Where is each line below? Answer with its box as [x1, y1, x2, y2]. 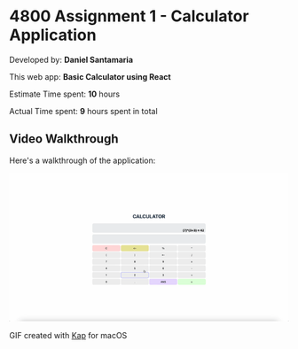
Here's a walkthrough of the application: [9, 155, 156, 166]
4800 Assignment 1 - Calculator [9, 6, 250, 27]
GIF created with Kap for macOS [9, 330, 128, 340]
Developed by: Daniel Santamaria [9, 54, 134, 65]
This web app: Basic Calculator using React [9, 71, 171, 81]
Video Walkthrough [9, 131, 119, 147]
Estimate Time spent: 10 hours [9, 89, 121, 99]
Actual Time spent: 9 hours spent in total [9, 105, 158, 116]
